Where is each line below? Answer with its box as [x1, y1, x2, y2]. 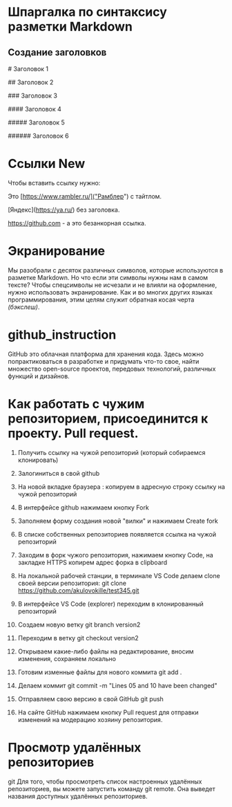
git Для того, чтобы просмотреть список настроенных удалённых [8, 777, 202, 786]
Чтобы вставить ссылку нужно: [8, 178, 101, 187]
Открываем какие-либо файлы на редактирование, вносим [17, 647, 194, 656]
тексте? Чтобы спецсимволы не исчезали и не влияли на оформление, [8, 281, 217, 289]
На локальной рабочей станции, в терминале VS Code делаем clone [17, 571, 220, 579]
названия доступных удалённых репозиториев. [8, 792, 148, 800]
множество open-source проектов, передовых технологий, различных [8, 364, 216, 373]
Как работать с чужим [8, 396, 145, 411]
